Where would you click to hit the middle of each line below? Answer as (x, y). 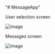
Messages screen (23, 36)
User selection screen (28, 17)
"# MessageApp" (23, 7)
